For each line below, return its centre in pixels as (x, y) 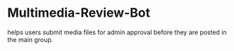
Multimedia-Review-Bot (79, 13)
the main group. (30, 39)
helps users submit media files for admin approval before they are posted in (117, 32)
